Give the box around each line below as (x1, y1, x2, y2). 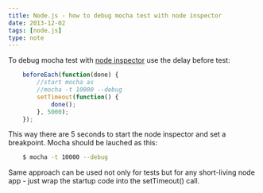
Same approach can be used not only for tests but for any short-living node (8, 168, 256, 177)
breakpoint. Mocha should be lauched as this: (8, 138, 158, 148)
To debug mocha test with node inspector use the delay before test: (8, 56, 230, 65)
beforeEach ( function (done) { (22, 71, 119, 79)
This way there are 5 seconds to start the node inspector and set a (8, 129, 226, 139)
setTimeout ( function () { (37, 93, 119, 101)
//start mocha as (37, 79, 94, 87)
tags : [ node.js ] (8, 26, 62, 34)
